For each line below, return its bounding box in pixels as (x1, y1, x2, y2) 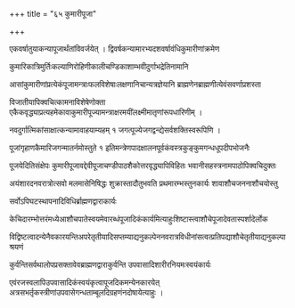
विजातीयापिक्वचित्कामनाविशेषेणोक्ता (9, 97, 106, 107)
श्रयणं (9, 241, 24, 252)
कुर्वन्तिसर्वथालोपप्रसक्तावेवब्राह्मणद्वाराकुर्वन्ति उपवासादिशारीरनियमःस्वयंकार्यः (9, 259, 211, 270)
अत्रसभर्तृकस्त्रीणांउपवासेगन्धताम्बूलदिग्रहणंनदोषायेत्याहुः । (9, 288, 164, 297)
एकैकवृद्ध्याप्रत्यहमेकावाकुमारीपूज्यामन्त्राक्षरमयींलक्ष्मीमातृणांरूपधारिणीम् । (9, 107, 203, 118)
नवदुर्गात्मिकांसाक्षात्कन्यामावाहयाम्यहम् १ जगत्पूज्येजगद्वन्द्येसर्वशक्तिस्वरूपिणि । (9, 125, 221, 135)
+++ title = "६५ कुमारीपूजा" (9, 9, 96, 19)
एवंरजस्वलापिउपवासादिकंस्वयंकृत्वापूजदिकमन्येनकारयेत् (9, 277, 160, 288)
